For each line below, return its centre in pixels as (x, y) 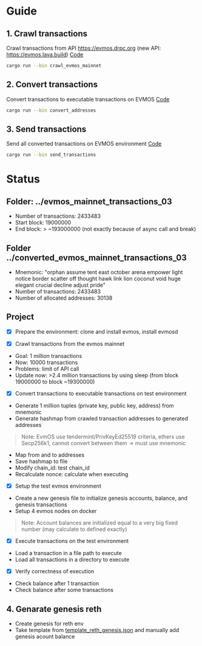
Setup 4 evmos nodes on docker (56, 511)
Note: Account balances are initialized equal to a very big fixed (99, 523)
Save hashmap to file (41, 462)
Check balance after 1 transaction (57, 584)
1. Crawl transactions (47, 34)
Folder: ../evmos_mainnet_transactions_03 (89, 201)
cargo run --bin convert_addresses (51, 110)
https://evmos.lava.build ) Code (45, 55)
